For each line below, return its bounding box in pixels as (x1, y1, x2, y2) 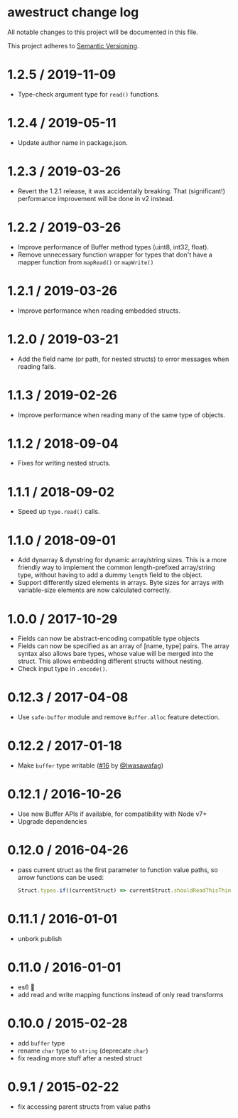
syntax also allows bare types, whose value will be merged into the (17, 650, 214, 658)
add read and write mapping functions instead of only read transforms (17, 990, 224, 999)
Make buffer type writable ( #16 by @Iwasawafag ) (17, 761, 163, 770)
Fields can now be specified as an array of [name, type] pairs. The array (17, 642, 229, 650)
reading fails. (17, 362, 56, 370)
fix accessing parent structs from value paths (17, 1102, 151, 1111)
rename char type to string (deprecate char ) (17, 1046, 148, 1055)
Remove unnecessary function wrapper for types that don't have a (17, 250, 213, 259)
